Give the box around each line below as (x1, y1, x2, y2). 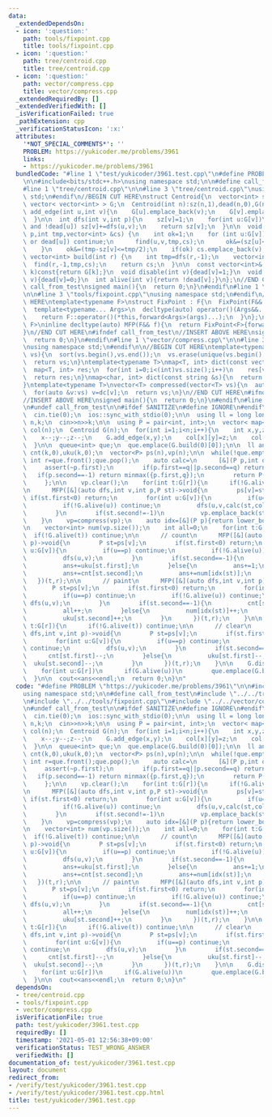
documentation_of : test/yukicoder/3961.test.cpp (8, 1059, 176, 1067)
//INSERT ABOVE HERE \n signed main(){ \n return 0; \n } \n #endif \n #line (23, 396, 263, 404)
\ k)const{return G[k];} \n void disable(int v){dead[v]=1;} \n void (23, 268, 263, 276)
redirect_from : (8, 1074, 60, 1082)
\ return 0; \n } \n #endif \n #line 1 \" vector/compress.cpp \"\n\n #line (23, 335, 259, 344)
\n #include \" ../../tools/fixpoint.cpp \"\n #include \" (23, 697, 212, 706)
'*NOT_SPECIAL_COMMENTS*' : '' (23, 139, 125, 148)
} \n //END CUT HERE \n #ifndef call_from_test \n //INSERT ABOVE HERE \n (23, 328, 255, 336)
